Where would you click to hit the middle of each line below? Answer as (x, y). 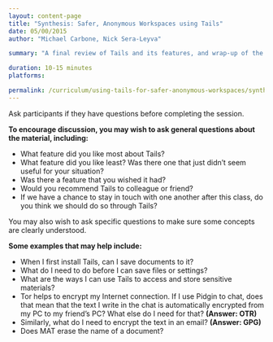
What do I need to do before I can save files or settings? (114, 270)
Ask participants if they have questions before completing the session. (126, 113)
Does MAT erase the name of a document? (92, 331)
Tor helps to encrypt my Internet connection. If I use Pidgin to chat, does (141, 296)
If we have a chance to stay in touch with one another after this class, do (142, 197)
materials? (37, 287)
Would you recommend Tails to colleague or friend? (106, 188)
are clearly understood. (48, 230)
